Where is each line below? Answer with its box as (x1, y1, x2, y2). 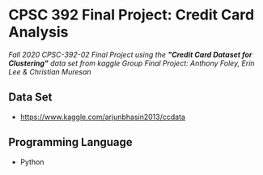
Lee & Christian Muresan (8, 66, 91, 76)
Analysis (8, 23, 69, 41)
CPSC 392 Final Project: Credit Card (8, 6, 255, 24)
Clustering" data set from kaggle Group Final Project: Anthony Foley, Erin (8, 58, 255, 68)
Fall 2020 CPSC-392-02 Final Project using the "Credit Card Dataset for (8, 49, 252, 59)
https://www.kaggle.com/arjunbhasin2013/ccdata (19, 112, 186, 122)
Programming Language (8, 135, 134, 149)
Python (19, 156, 45, 167)
